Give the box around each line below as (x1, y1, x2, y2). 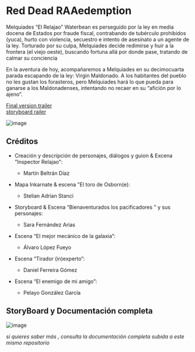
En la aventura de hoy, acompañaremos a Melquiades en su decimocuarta (6, 65, 184, 73)
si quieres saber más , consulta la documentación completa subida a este (6, 333, 185, 340)
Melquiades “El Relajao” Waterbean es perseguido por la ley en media (6, 23, 174, 30)
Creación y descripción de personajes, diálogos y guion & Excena (14, 152, 173, 159)
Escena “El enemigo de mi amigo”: (14, 278, 97, 285)
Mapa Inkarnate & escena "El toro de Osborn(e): (14, 181, 130, 188)
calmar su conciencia (6, 54, 58, 61)
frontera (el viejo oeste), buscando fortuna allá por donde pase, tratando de (6, 48, 188, 55)
